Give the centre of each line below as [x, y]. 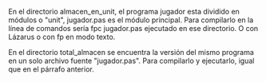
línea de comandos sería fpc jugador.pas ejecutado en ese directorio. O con [133, 28]
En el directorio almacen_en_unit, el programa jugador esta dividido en [124, 12]
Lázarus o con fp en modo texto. [62, 37]
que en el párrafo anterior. [51, 69]
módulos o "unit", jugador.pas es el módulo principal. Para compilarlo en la [131, 20]
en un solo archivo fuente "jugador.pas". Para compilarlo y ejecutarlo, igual [131, 61]
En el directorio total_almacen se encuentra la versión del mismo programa [131, 52]
